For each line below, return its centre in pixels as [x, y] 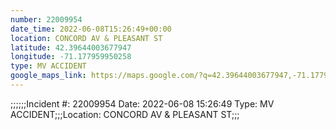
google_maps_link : [48, 76]
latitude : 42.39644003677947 [71, 47]
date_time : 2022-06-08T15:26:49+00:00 [91, 29]
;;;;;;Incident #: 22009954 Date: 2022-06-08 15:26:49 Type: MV [142, 103]
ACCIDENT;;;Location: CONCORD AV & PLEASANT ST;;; [125, 114]
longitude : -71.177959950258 [71, 57]
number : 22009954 [46, 19]
